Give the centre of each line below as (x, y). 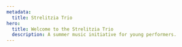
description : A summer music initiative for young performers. (94, 35)
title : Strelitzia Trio (42, 18)
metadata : (19, 12)
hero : (13, 23)
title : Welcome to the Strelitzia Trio (63, 29)
